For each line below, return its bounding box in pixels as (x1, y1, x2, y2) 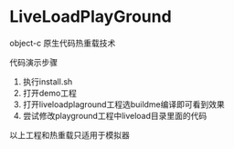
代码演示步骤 (9, 56, 58, 67)
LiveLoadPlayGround (9, 6, 172, 27)
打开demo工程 (22, 87, 78, 98)
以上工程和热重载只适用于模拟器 (9, 129, 130, 140)
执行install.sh (22, 75, 73, 87)
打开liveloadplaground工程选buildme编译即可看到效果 (22, 98, 226, 110)
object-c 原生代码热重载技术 (9, 37, 116, 48)
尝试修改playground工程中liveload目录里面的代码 (22, 110, 207, 121)
